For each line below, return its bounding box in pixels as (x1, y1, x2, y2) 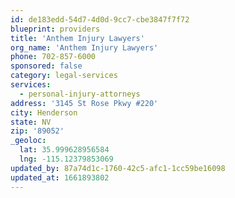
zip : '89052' (10, 126, 65, 136)
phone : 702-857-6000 (10, 52, 97, 62)
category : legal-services (10, 71, 118, 81)
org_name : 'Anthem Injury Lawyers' (10, 42, 159, 53)
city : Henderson (10, 107, 78, 118)
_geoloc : (10, 136, 47, 146)
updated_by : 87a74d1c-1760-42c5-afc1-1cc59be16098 (10, 163, 226, 173)
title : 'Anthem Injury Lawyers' (10, 33, 145, 43)
